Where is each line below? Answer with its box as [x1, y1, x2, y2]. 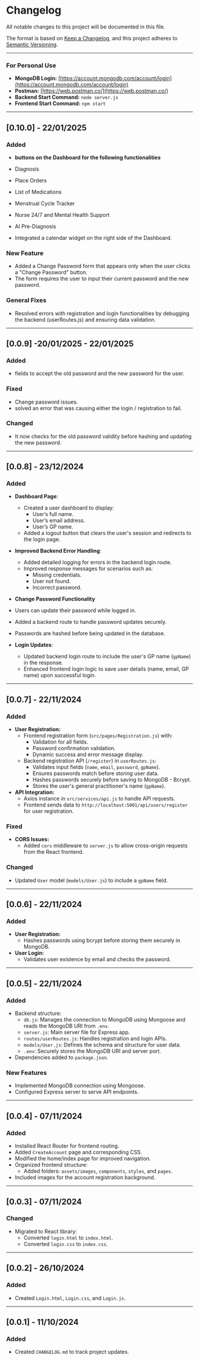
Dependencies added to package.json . [14, 1054, 108, 1061]
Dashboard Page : [14, 493, 59, 500]
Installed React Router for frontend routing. [14, 1142, 120, 1149]
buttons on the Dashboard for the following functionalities [14, 153, 161, 161]
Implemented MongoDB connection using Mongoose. [14, 1082, 146, 1089]
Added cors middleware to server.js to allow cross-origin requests [23, 842, 188, 849]
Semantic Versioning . [6, 41, 58, 48]
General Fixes [6, 296, 47, 305]
